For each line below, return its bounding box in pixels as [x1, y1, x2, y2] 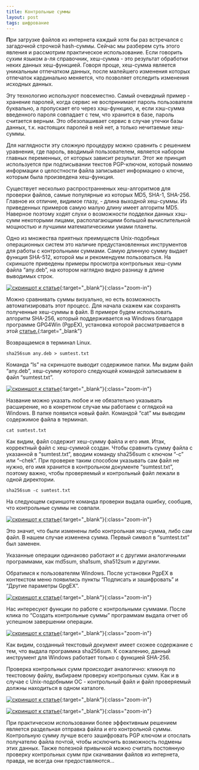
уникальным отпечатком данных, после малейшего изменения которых [6, 68, 191, 75]
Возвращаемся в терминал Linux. [6, 339, 92, 346]
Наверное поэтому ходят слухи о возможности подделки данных [6, 210, 174, 218]
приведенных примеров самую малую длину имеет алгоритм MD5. [6, 204, 179, 211]
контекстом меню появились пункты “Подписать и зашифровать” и [6, 576, 179, 583]
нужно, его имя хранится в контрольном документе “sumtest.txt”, [6, 463, 174, 470]
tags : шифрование [6, 20, 49, 26]
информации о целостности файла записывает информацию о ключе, [6, 167, 185, 174]
